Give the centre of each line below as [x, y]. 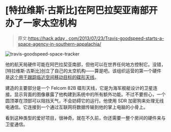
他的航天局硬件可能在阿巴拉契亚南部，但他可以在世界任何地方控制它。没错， [85, 64]
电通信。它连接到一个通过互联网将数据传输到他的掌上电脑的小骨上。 [77, 107]
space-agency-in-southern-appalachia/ [59, 44]
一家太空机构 [50, 23]
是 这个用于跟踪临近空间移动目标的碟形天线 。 [52, 77]
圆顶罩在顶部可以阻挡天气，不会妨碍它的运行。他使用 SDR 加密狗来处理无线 [84, 100]
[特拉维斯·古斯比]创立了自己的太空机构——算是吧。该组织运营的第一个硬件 [83, 71]
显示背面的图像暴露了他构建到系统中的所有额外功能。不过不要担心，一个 [90, 94]
